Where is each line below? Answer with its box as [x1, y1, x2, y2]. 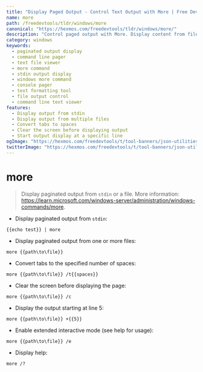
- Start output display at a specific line [11, 133, 123, 139]
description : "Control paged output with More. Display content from [6, 32, 185, 38]
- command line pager [11, 54, 66, 60]
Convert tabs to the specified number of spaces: [14, 259, 136, 267]
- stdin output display [11, 71, 71, 77]
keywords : [6, 43, 31, 49]
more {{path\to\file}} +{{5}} [6, 316, 83, 322]
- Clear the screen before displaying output [11, 127, 129, 133]
